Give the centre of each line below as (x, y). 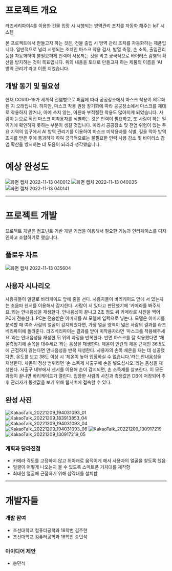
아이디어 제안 (20, 551)
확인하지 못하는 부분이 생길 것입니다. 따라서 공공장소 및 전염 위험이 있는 (90, 125)
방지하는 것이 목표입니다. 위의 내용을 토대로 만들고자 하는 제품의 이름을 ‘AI (88, 62)
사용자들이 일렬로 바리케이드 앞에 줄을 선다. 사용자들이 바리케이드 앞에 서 (78, 299)
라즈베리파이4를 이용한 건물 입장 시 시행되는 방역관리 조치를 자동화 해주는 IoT (82, 26)
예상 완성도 (27, 167)
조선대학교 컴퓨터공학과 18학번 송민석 (50, 536)
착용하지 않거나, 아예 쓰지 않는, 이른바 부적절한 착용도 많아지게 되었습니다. (84, 112)
